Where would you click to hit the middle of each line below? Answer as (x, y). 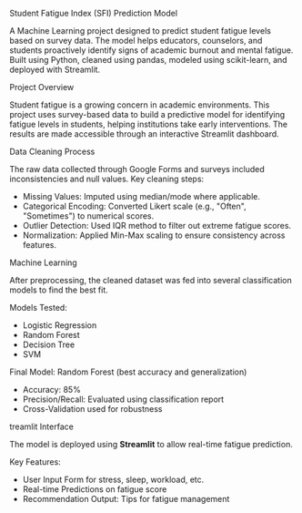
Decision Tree (49, 344)
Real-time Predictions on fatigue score (95, 489)
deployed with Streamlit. (55, 69)
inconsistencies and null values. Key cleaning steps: (107, 179)
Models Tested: (39, 308)
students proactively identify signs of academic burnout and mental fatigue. (151, 50)
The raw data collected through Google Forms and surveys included (137, 169)
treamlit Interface (42, 426)
